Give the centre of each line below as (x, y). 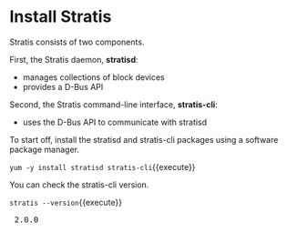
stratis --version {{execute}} (66, 202)
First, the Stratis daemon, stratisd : (74, 59)
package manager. (45, 149)
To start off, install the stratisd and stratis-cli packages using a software (144, 139)
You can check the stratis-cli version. (79, 185)
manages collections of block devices (94, 77)
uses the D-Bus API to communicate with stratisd (115, 122)
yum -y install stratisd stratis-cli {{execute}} (102, 166)
